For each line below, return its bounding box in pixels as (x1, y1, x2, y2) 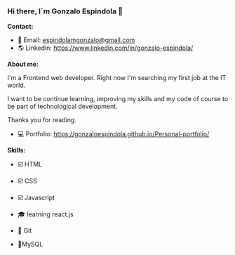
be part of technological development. (7, 102, 118, 111)
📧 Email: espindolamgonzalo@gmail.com (17, 36, 135, 44)
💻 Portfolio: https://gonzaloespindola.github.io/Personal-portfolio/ (17, 130, 210, 138)
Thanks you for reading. (7, 116, 77, 124)
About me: (7, 60, 39, 69)
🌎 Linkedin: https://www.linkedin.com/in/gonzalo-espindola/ (17, 44, 194, 52)
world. (7, 81, 26, 90)
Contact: (7, 22, 34, 31)
